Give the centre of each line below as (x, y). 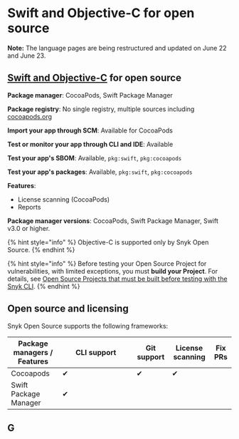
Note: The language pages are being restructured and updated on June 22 (117, 48)
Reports (29, 207)
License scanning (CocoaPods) (64, 199)
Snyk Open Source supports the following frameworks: (88, 326)
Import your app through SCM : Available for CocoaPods (90, 130)
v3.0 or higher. (29, 228)
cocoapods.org (30, 116)
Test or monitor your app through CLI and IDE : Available (90, 144)
